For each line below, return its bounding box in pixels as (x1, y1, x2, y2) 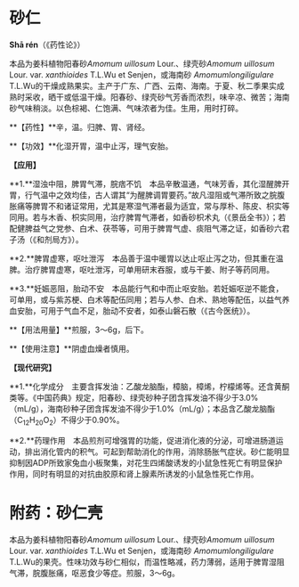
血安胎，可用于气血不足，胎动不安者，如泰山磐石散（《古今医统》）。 (9, 305, 255, 316)
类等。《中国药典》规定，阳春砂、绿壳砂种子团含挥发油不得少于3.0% (9, 392, 259, 403)
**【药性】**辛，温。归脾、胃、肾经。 (9, 121, 150, 132)
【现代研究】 (9, 362, 56, 372)
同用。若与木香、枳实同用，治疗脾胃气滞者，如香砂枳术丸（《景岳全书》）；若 (9, 211, 287, 223)
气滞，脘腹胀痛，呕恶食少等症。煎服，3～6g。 (9, 567, 180, 578)
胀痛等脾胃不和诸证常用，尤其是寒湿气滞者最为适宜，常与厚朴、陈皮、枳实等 (9, 200, 290, 211)
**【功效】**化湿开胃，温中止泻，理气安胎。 (9, 140, 174, 151)
